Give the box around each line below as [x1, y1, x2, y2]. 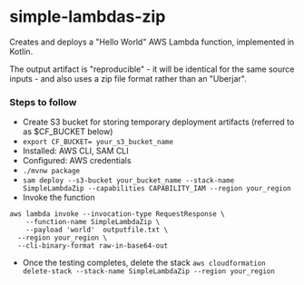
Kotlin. [9, 45, 34, 56]
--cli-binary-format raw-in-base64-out [17, 241, 169, 251]
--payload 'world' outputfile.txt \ [25, 225, 169, 235]
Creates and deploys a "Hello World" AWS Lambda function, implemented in [9, 36, 295, 47]
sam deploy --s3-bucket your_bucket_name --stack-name [22, 176, 235, 185]
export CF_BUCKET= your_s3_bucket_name [22, 138, 174, 147]
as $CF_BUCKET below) [22, 126, 113, 137]
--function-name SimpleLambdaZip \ [25, 218, 161, 227]
